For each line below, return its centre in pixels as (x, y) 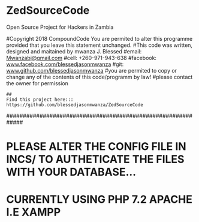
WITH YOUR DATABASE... (71, 172)
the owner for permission (37, 83)
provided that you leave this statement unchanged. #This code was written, (99, 45)
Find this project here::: (40, 100)
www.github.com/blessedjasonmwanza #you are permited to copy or (92, 70)
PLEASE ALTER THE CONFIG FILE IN (97, 147)
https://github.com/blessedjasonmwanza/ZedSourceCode (75, 105)
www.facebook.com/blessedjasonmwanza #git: (65, 64)
